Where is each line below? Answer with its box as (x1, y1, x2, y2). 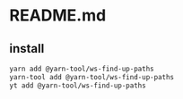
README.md (9, 5, 107, 26)
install (9, 41, 45, 56)
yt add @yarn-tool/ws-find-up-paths (9, 81, 146, 90)
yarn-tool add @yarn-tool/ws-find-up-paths (9, 72, 175, 81)
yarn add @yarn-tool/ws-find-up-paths (9, 64, 154, 73)
